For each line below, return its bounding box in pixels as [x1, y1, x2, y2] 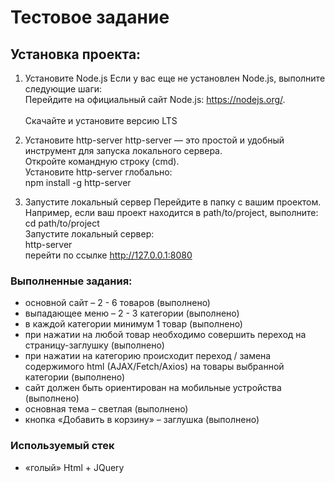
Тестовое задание [10, 6, 170, 29]
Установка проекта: [10, 46, 142, 63]
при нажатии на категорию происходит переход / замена [24, 350, 272, 362]
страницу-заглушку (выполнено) [24, 339, 165, 351]
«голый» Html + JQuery [24, 461, 125, 473]
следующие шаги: [24, 83, 103, 95]
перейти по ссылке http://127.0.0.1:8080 [24, 249, 193, 261]
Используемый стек [10, 439, 115, 453]
